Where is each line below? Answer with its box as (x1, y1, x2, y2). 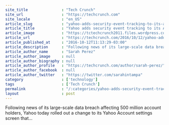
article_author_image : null (5, 53, 75, 59)
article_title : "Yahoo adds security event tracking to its (5, 26, 161, 31)
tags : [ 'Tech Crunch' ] (5, 81, 100, 86)
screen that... (5, 115, 33, 121)
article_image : (5, 30, 64, 35)
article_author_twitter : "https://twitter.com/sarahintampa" (5, 72, 143, 77)
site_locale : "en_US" (5, 16, 82, 21)
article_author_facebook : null (5, 68, 75, 73)
